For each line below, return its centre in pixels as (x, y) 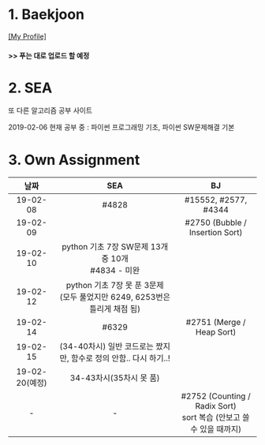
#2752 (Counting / (216, 396)
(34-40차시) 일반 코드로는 (106, 346)
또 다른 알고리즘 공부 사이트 (50, 110)
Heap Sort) (216, 332)
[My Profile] (28, 36)
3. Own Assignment (74, 160)
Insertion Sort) (216, 233)
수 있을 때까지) (216, 429)
